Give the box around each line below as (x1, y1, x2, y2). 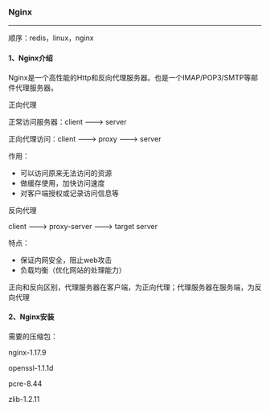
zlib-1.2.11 (8, 394, 40, 404)
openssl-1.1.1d (8, 363, 54, 372)
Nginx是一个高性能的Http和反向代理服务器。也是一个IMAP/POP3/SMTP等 (8, 72, 252, 82)
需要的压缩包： (8, 331, 58, 341)
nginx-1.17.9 (8, 347, 47, 357)
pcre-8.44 (8, 379, 43, 388)
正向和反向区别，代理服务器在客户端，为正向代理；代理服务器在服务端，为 (8, 282, 255, 292)
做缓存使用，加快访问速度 (19, 178, 105, 187)
